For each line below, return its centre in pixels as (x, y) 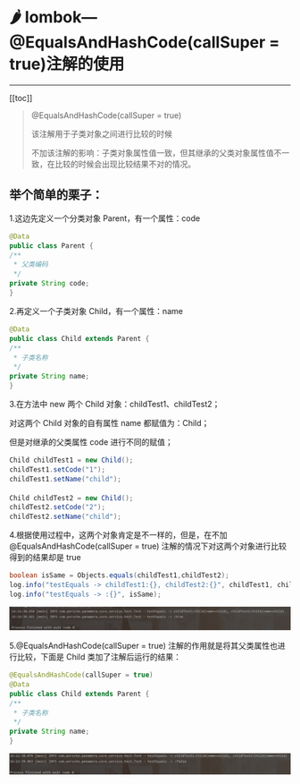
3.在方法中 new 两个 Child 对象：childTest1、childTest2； (115, 404)
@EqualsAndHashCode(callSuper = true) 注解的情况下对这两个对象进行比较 (148, 546)
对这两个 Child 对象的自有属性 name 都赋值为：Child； (109, 423)
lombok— (61, 17)
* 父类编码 (31, 265)
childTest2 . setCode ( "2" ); (57, 507)
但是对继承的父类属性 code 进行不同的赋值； (92, 442)
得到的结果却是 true (46, 558)
